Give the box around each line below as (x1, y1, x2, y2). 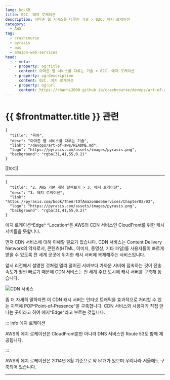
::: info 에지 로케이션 (5, 320, 46, 326)
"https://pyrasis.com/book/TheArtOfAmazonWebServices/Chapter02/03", (5, 199, 155, 204)
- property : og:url (14, 82, 56, 88)
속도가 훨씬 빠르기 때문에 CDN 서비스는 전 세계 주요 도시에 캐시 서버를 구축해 (5, 269, 157, 275)
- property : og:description (14, 73, 73, 78)
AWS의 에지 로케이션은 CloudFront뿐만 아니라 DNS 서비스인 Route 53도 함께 (5, 331, 158, 337)
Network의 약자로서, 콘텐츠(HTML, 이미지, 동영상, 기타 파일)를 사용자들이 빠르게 (5, 245, 164, 251)
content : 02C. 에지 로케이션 (18, 78, 74, 83)
